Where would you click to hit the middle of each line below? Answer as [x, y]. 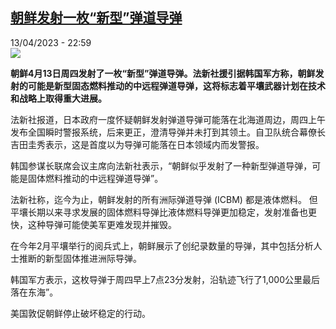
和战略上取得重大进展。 [58, 98]
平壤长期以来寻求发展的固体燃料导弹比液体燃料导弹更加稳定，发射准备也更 [163, 212]
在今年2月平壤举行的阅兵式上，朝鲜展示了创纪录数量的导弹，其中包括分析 [162, 245]
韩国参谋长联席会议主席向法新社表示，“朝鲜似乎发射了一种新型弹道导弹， [161, 165]
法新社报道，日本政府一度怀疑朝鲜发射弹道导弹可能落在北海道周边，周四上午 [168, 119]
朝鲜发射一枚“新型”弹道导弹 [96, 18]
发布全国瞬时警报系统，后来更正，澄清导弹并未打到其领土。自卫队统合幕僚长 [168, 132]
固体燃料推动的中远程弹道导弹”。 [95, 178]
